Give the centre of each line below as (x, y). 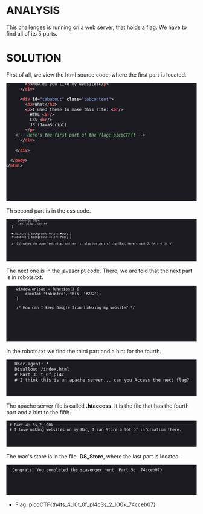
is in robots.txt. (25, 277)
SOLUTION (34, 58)
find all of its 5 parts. (32, 33)
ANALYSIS (33, 11)
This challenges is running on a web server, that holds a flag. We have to (97, 27)
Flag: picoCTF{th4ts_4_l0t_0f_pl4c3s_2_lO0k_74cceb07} (85, 504)
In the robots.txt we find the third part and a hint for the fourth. (84, 351)
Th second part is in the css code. (49, 210)
